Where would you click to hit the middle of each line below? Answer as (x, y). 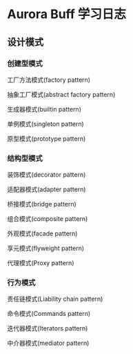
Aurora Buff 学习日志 (66, 14)
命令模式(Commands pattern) (49, 314)
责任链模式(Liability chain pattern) (55, 299)
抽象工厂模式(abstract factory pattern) (61, 94)
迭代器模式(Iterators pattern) (48, 328)
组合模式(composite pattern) (48, 219)
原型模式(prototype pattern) (47, 139)
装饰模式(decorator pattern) (47, 175)
